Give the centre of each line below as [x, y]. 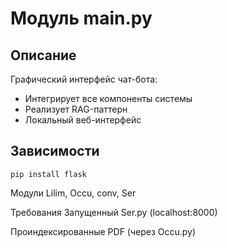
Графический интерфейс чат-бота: [84, 79]
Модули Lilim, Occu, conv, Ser [73, 193]
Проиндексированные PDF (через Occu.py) [103, 231]
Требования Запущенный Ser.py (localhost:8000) [114, 212]
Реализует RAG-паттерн [76, 109]
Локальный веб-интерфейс [83, 120]
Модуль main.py [81, 18]
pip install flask [48, 174]
